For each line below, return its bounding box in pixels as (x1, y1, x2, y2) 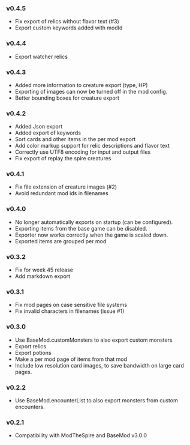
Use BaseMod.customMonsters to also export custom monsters (14, 336, 173, 344)
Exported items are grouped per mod (14, 237, 107, 244)
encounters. (14, 403, 45, 410)
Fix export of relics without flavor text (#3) (14, 18, 120, 25)
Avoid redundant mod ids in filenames (14, 190, 109, 197)
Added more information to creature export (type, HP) (14, 81, 148, 88)
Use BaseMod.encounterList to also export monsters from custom (14, 396, 178, 404)
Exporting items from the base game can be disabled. (14, 225, 148, 232)
